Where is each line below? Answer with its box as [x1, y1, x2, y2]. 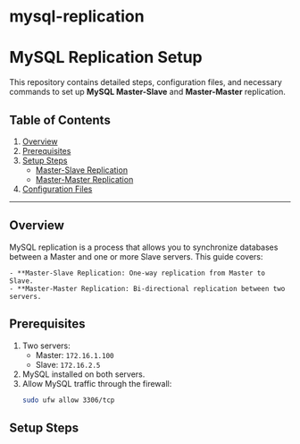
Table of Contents [9, 112, 112, 127]
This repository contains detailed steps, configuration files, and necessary [9, 77, 283, 88]
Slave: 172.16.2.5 [35, 359, 101, 370]
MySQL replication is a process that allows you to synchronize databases [9, 242, 279, 252]
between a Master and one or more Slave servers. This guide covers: [9, 251, 263, 261]
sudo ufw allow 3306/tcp [21, 396, 115, 405]
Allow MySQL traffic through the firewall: [21, 378, 172, 388]
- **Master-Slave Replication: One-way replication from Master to [9, 269, 266, 277]
